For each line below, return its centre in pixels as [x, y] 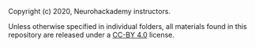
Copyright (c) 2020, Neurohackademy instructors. [90, 11]
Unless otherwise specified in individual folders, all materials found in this [127, 26]
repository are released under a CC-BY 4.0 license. [92, 35]
